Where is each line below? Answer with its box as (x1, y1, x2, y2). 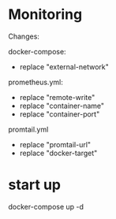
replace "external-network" (19, 61, 109, 72)
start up (8, 176, 62, 194)
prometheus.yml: (8, 77, 63, 87)
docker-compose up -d (8, 202, 84, 211)
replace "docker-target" (19, 148, 98, 158)
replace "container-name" (19, 101, 105, 110)
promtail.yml (8, 124, 49, 134)
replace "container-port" (19, 109, 100, 119)
